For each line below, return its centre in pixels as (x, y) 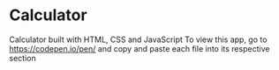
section (23, 58)
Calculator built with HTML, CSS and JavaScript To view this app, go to (138, 39)
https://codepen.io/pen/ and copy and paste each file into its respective (139, 48)
